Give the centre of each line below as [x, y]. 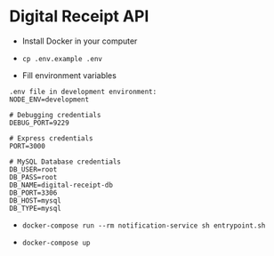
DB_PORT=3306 [33, 193]
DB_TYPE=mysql [36, 208]
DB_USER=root [33, 169]
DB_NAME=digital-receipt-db [61, 185]
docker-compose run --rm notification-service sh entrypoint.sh [144, 225]
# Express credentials [51, 138]
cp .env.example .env [62, 59]
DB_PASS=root [33, 177]
